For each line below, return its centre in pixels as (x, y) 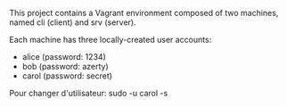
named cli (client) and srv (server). (73, 22)
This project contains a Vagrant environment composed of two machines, (144, 13)
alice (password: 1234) (64, 57)
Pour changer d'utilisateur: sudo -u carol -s (89, 93)
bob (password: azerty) (65, 66)
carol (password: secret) (67, 76)
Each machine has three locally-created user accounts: (111, 40)
